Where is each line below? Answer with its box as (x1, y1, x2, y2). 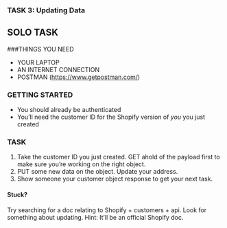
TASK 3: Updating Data (7, 5, 86, 15)
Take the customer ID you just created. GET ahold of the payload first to (16, 153, 221, 161)
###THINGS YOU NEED (7, 45, 74, 53)
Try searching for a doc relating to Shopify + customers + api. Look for (7, 205, 207, 214)
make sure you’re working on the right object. (16, 160, 146, 168)
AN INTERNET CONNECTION (16, 65, 100, 73)
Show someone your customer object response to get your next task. (16, 174, 213, 183)
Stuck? (7, 190, 28, 198)
